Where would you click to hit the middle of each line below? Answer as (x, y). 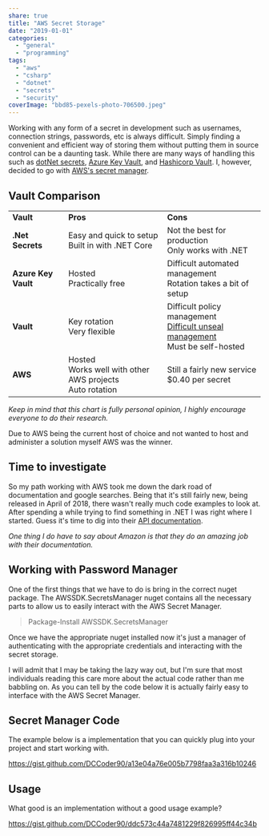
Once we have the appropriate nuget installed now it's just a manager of (127, 637)
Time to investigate (57, 467)
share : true (28, 16)
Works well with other (108, 370)
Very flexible (92, 331)
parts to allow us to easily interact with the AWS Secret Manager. (115, 606)
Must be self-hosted (206, 346)
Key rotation (90, 321)
